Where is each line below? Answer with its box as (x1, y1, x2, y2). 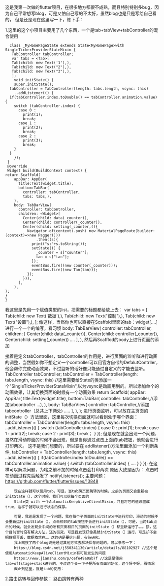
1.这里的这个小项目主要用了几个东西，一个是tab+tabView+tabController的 (5, 27, 154, 33)
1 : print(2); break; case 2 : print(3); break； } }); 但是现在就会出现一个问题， (5, 431, 160, 436)
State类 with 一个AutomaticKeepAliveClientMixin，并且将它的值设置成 (14, 499, 150, 504)
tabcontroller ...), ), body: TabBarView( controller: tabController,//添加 (9, 402, 150, 408)
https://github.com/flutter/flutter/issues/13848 (5, 479, 98, 484)
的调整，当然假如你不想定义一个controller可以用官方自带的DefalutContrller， (5, 359, 161, 365)
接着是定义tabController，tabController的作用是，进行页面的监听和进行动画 (5, 353, 158, 359)
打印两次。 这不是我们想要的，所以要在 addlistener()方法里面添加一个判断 (5, 443, 154, 448)
